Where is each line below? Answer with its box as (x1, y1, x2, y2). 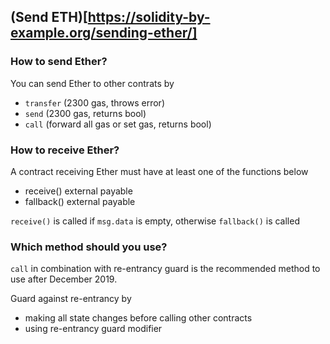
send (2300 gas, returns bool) (24, 107, 147, 119)
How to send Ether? (10, 55, 108, 69)
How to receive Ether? (10, 143, 120, 157)
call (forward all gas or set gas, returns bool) (24, 118, 212, 130)
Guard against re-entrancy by (10, 293, 132, 305)
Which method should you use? (10, 240, 168, 254)
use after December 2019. (10, 273, 118, 285)
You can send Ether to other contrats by (10, 77, 175, 89)
